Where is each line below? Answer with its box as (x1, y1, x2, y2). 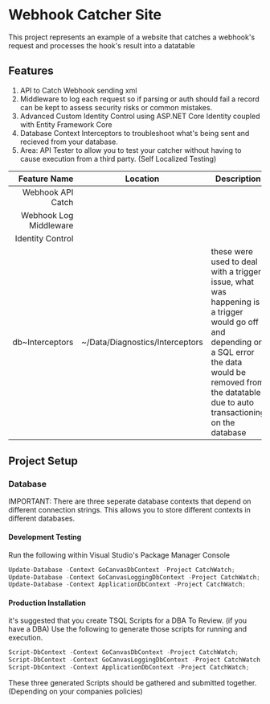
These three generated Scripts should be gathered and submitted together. (8, 678, 257, 688)
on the (211, 417, 235, 428)
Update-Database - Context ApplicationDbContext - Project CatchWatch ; (8, 581, 247, 589)
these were (211, 245, 253, 257)
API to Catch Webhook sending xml (19, 85, 137, 95)
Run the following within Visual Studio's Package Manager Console (8, 550, 231, 560)
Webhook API (22, 187, 74, 198)
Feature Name (18, 173, 74, 184)
